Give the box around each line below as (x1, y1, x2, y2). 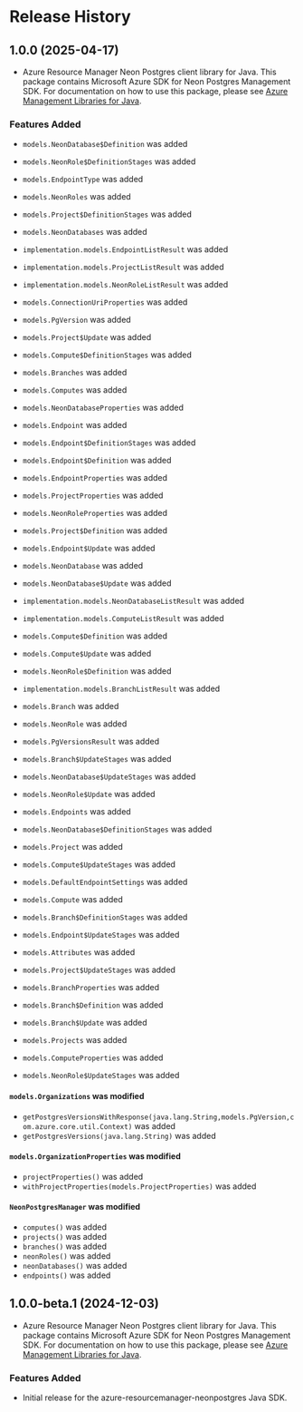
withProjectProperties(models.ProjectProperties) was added (22, 1181, 257, 1192)
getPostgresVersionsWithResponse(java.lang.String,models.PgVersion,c (22, 1113, 295, 1122)
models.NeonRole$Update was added (22, 789, 156, 800)
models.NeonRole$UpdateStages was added (22, 1070, 180, 1081)
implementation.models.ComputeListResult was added (22, 613, 224, 624)
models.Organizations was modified (9, 1090, 145, 1101)
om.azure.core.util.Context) (22, 1122, 133, 1131)
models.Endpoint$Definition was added (22, 455, 172, 466)
